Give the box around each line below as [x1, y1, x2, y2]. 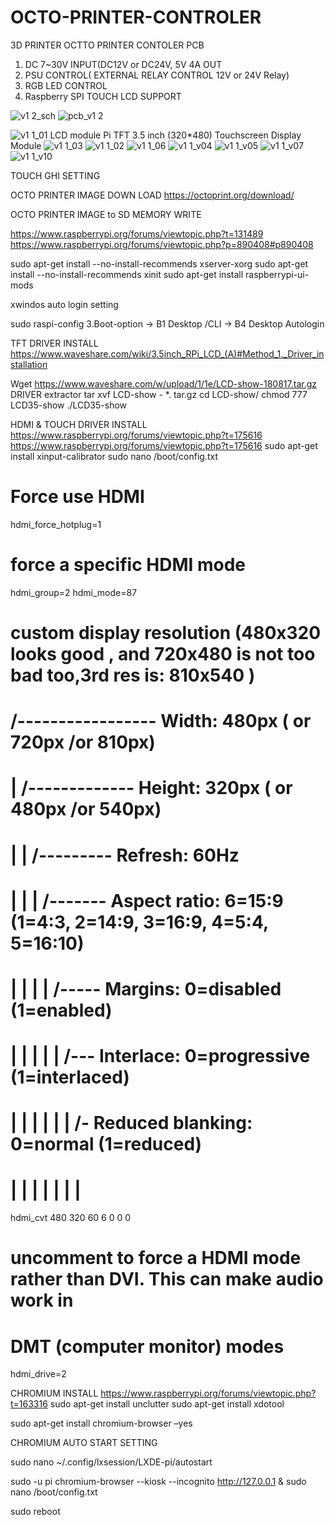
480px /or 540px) [10, 798, 162, 821]
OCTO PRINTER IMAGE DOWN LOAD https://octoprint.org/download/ [10, 189, 295, 201]
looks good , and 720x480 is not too [10, 643, 316, 665]
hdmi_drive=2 [10, 1368, 67, 1380]
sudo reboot [10, 1506, 61, 1518]
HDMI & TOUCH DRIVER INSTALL [10, 418, 148, 430]
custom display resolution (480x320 [10, 622, 322, 644]
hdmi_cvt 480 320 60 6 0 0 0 [10, 1212, 132, 1224]
